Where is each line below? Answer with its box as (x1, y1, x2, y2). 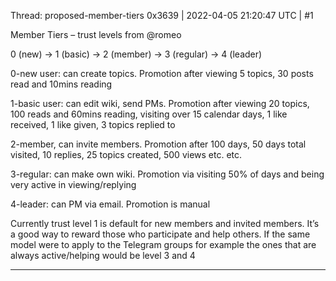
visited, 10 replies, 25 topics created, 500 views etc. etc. (10, 149, 243, 160)
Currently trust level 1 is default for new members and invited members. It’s (10, 218, 320, 229)
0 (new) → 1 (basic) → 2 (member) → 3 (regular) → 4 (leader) (10, 48, 263, 60)
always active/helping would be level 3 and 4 (10, 250, 196, 261)
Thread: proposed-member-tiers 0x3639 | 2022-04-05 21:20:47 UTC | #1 (10, 10, 314, 21)
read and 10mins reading (10, 78, 113, 90)
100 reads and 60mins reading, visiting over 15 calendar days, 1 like (10, 108, 288, 120)
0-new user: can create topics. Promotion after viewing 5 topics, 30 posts (10, 68, 314, 79)
